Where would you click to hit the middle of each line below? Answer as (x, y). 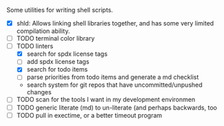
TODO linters (35, 46)
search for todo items (57, 70)
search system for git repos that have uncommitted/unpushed (114, 85)
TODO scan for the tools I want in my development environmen (106, 100)
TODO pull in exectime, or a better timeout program (89, 115)
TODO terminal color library (55, 39)
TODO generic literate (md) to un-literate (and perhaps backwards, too (117, 107)
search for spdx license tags (67, 54)
